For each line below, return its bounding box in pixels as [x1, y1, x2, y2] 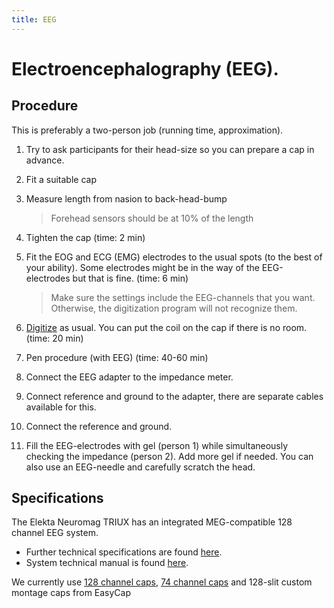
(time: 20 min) [25, 332, 84, 344]
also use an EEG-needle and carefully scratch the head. [25, 461, 256, 473]
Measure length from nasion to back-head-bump [25, 192, 228, 205]
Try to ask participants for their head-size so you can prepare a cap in [25, 143, 315, 155]
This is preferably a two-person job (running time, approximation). [11, 124, 284, 136]
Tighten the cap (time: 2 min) [25, 231, 146, 243]
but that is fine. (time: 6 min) [72, 272, 189, 284]
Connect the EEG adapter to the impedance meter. [25, 371, 234, 383]
